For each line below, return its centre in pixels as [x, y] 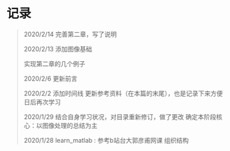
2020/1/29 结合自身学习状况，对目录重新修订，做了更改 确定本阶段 [120, 117]
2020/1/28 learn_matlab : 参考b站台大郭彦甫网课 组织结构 [106, 140]
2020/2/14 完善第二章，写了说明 [70, 34]
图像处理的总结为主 [70, 125]
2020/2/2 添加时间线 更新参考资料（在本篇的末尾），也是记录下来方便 [123, 93]
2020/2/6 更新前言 [50, 78]
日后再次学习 [42, 102]
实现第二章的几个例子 [54, 63]
